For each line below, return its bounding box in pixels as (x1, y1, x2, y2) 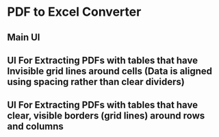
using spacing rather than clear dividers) (7, 76, 185, 88)
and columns (7, 121, 64, 132)
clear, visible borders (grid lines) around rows (7, 110, 205, 122)
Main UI (7, 32, 40, 43)
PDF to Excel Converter (7, 4, 142, 20)
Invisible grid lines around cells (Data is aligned (7, 65, 213, 77)
